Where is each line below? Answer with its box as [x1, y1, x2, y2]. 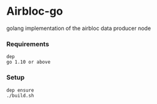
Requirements [6, 40, 50, 48]
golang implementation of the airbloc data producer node [6, 24, 151, 32]
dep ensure [6, 87, 34, 93]
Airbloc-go [6, 4, 63, 18]
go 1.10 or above [6, 59, 51, 65]
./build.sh [6, 92, 34, 98]
